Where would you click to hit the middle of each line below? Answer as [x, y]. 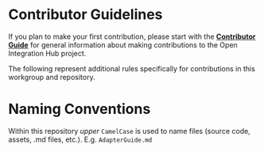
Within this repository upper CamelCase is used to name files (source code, [129, 131]
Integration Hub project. [47, 53]
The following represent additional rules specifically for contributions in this [132, 68]
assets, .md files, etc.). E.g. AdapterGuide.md [80, 139]
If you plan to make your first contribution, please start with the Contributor [132, 36]
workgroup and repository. [52, 77]
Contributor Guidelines [85, 15]
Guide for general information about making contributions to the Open [123, 44]
